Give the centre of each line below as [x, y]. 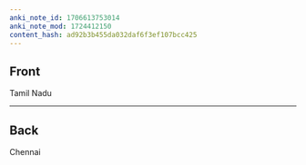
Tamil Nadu [31, 93]
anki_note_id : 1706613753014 [65, 18]
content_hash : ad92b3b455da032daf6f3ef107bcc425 [103, 34]
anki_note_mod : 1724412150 [61, 26]
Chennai [25, 152]
